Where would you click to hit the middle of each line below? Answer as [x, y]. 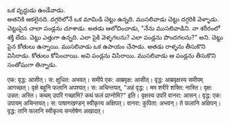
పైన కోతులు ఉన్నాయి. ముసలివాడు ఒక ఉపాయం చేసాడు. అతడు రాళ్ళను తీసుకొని [107, 46]
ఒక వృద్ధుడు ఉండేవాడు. [36, 10]
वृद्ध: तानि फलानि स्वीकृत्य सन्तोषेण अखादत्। [56, 111]
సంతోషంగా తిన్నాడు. [32, 64]
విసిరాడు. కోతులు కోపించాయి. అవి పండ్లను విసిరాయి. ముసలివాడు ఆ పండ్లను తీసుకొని [112, 55]
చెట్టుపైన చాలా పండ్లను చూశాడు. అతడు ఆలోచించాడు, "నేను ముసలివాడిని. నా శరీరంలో [114, 28]
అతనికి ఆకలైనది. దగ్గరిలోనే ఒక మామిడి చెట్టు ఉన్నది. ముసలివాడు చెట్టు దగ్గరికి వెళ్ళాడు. [113, 19]
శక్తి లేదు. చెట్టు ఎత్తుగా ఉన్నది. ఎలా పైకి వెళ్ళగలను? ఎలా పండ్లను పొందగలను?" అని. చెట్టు [115, 37]
